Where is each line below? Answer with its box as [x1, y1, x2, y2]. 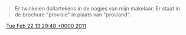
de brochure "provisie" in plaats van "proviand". [14, 11, 131, 18]
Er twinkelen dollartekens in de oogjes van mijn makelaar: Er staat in [14, 5, 180, 12]
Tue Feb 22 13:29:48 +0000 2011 [5, 23, 87, 29]
